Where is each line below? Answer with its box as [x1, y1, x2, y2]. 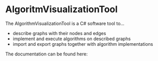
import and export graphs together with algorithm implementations [12, 41, 153, 47]
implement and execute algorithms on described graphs [12, 36, 131, 42]
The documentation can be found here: [5, 51, 88, 57]
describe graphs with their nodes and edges [12, 30, 106, 36]
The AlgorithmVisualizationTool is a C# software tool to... [5, 20, 125, 26]
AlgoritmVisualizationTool [5, 4, 118, 15]
